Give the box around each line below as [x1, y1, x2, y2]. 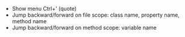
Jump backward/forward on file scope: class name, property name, [11, 11, 180, 18]
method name [11, 18, 47, 24]
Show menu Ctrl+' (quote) [11, 5, 77, 12]
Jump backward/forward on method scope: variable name [11, 24, 157, 31]
